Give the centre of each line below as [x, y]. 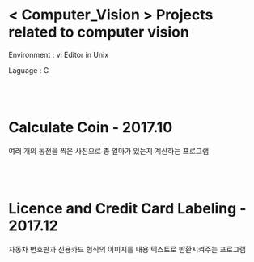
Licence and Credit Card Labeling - [127, 209]
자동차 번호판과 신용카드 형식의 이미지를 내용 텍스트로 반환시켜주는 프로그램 [127, 249]
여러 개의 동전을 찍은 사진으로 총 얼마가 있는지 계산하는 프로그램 [109, 151]
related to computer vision [99, 32]
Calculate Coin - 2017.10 [91, 128]
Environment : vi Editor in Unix [59, 54]
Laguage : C [29, 70]
